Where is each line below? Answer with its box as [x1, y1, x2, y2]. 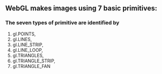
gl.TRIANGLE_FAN [12, 63, 51, 69]
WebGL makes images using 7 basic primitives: [5, 4, 157, 13]
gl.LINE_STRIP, [12, 42, 44, 48]
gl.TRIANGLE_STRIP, [12, 58, 56, 64]
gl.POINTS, [12, 30, 36, 37]
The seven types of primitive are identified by [5, 19, 120, 26]
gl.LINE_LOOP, [12, 47, 43, 53]
